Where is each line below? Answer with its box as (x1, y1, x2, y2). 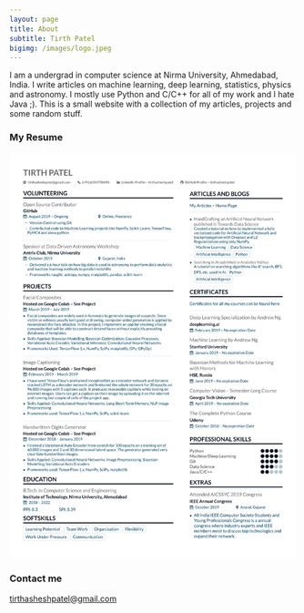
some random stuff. (9, 108, 84, 119)
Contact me (9, 572, 63, 585)
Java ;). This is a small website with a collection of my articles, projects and (9, 98, 292, 109)
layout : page (9, 15, 59, 24)
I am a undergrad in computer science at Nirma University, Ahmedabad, (9, 69, 279, 81)
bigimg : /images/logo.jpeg (9, 44, 112, 53)
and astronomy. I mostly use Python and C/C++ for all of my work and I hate (9, 89, 295, 100)
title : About (9, 24, 59, 34)
